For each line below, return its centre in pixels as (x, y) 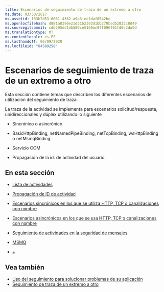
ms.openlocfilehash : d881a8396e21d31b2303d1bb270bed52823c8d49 (71, 23)
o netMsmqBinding (31, 138)
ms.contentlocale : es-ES (30, 37)
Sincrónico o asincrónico (37, 123)
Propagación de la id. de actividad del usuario (58, 157)
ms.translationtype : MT (29, 32)
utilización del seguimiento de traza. (42, 99)
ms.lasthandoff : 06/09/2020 (34, 42)
